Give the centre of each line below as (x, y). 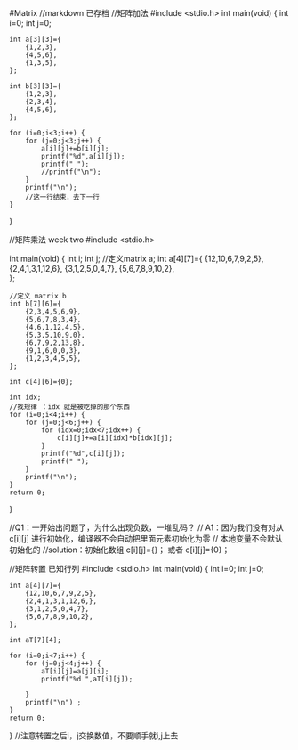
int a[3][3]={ (36, 39)
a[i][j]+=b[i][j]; (75, 149)
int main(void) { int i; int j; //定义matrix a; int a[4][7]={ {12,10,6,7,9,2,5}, (137, 258)
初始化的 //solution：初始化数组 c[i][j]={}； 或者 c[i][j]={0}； (120, 550)
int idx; (25, 397)
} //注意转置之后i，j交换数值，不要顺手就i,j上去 (94, 736)
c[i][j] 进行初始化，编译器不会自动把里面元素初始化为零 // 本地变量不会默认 (146, 538)
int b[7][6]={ (36, 304)
